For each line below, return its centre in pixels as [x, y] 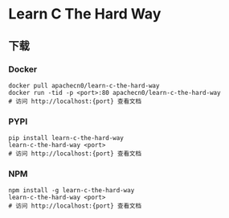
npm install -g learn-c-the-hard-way [72, 191]
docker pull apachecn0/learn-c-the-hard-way [84, 85]
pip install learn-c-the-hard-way [66, 138]
